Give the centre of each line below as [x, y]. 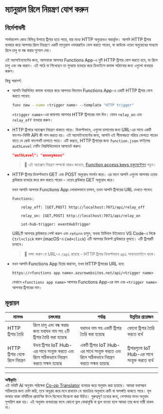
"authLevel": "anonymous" [38, 155]
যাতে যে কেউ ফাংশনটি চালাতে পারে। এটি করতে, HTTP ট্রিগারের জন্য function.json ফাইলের [81, 141]
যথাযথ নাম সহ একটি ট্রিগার [101, 328]
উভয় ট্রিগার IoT [46, 345]
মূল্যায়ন [12, 303]
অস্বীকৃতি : [11, 380]
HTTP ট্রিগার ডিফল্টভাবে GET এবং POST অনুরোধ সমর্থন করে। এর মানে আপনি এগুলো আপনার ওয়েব [85, 174]
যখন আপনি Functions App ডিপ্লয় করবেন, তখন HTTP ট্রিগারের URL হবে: [68, 264]
